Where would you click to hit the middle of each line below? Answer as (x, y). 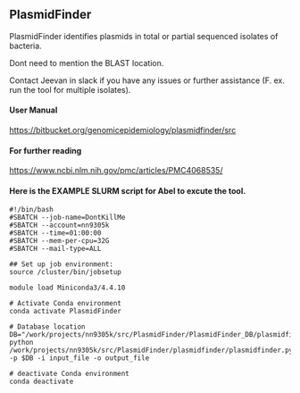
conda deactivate (42, 382)
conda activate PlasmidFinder (66, 312)
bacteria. (25, 46)
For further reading (46, 150)
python (21, 343)
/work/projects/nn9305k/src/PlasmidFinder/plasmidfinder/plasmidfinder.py (151, 351)
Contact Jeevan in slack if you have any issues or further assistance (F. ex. (147, 80)
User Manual (33, 110)
